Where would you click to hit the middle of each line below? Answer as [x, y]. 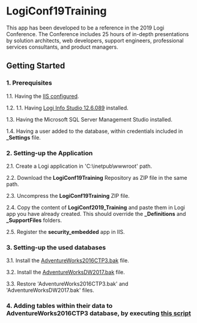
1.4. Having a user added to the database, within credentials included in [95, 131]
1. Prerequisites [29, 83]
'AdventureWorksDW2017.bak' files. [50, 291]
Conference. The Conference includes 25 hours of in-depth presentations [98, 34]
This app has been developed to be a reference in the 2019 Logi [85, 28]
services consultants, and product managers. [62, 47]
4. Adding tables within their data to [59, 306]
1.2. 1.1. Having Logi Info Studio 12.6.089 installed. [68, 108]
